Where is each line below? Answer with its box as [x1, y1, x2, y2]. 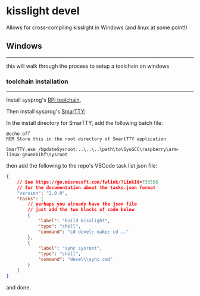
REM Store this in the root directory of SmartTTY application [6, 136, 167, 142]
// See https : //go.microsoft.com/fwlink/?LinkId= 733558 [17, 179, 159, 185]
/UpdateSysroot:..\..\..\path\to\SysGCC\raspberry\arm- [37, 147, 180, 153]
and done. [6, 284, 32, 291]
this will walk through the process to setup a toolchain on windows [6, 62, 170, 70]
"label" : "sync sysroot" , [37, 245, 102, 251]
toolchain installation [6, 77, 68, 86]
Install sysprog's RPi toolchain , [6, 96, 82, 103]
